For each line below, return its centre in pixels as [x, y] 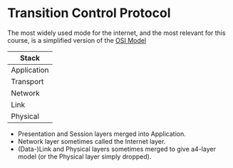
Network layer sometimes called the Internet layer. [92, 141]
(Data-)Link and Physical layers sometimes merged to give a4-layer [116, 149]
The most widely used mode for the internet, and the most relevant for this [116, 33]
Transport [27, 81]
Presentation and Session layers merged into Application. [102, 134]
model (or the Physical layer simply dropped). [84, 156]
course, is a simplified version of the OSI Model [77, 40]
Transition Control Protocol [89, 13]
